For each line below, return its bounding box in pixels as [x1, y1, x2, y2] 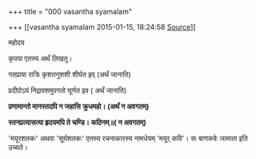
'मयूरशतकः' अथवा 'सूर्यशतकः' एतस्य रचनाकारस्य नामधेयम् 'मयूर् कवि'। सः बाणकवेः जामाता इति [8, 133, 248, 143]
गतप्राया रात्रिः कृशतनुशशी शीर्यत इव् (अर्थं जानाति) [8, 70, 131, 79]
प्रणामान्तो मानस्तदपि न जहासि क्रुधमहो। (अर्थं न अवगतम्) [8, 101, 150, 111]
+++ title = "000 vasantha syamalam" [8, 7, 132, 16]
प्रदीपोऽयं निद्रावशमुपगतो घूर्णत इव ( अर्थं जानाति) [8, 85, 127, 95]
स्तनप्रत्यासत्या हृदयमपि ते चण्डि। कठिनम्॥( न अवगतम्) [8, 117, 146, 127]
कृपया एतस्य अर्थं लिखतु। [8, 54, 73, 63]
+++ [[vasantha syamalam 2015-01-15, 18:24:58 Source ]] [8, 22, 196, 31]
